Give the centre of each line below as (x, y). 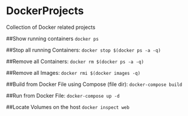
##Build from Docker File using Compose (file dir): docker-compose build (94, 84)
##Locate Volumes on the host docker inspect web (68, 107)
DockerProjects (45, 11)
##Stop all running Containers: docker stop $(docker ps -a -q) (83, 50)
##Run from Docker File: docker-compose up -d (63, 95)
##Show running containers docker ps (52, 38)
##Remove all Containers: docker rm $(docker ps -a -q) (75, 61)
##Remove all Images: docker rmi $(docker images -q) (73, 72)
